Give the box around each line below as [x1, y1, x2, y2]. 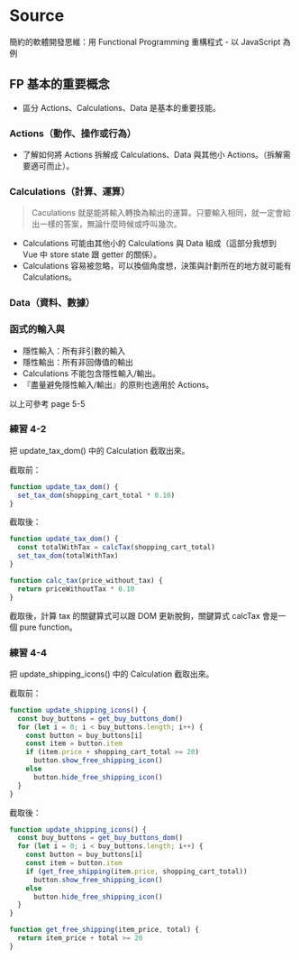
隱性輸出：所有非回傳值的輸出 [22, 356, 133, 367]
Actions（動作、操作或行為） [9, 127, 137, 140]
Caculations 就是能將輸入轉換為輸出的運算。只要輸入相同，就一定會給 [31, 207, 291, 218]
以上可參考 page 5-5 [9, 398, 86, 409]
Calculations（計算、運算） [9, 185, 131, 198]
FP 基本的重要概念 [9, 77, 110, 92]
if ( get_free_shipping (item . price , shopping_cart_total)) [25, 867, 248, 876]
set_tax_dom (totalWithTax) [17, 551, 119, 560]
